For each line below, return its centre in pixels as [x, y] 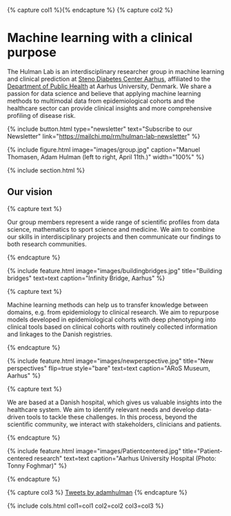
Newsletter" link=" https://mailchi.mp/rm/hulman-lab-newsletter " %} [104, 136]
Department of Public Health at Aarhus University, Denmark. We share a [109, 86]
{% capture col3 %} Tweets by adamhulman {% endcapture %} [97, 492]
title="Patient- [202, 450]
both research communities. [47, 244]
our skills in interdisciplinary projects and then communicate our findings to [114, 237]
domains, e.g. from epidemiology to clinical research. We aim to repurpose [113, 312]
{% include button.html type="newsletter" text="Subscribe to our [100, 129]
